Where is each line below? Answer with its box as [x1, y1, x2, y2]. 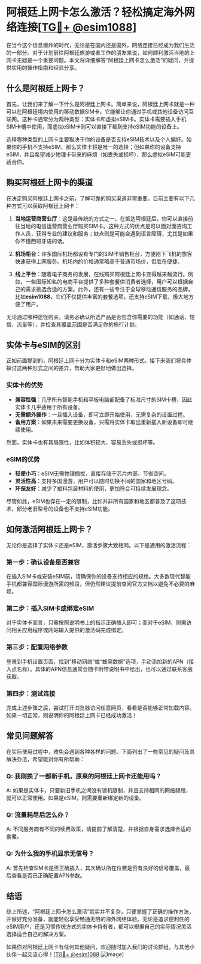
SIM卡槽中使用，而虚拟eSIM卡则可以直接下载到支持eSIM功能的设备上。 [6, 123, 182, 130]
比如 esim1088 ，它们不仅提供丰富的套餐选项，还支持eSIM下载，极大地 [14, 293, 189, 300]
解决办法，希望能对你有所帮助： [6, 755, 85, 763]
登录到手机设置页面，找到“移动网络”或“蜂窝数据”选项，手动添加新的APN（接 [6, 658, 194, 665]
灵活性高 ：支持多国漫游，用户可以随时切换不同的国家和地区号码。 [14, 477, 178, 484]
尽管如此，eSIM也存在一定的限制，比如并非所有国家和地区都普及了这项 [6, 497, 181, 505]
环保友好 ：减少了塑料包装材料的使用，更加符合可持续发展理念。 [14, 485, 172, 492]
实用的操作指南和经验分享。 [11, 64, 80, 71]
